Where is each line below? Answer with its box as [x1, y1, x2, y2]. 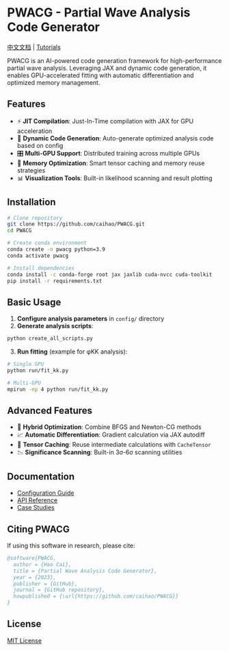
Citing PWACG [7, 523, 70, 535]
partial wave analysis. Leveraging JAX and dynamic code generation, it [7, 64, 207, 72]
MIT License [7, 636, 42, 645]
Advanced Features [7, 405, 93, 417]
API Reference [16, 496, 58, 504]
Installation [7, 197, 56, 208]
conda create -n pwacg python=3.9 [7, 246, 106, 253]
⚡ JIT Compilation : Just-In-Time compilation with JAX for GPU [16, 116, 193, 125]
